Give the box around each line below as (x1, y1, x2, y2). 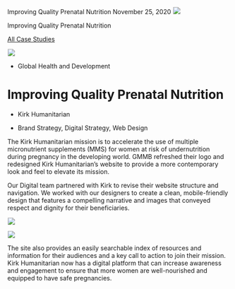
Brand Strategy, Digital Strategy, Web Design (17, 124, 148, 132)
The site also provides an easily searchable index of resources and (7, 244, 202, 252)
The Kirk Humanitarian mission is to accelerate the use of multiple (7, 137, 199, 146)
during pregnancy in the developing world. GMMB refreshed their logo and (7, 152, 224, 160)
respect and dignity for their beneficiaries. (7, 204, 130, 212)
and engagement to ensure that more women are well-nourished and (7, 266, 208, 275)
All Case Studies (7, 35, 55, 43)
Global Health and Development (17, 62, 111, 70)
